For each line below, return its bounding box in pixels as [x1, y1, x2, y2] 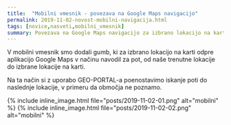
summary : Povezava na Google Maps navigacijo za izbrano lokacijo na [7, 29, 211, 36]
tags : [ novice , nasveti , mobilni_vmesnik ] [7, 23, 125, 30]
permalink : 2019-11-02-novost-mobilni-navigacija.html [7, 16, 168, 23]
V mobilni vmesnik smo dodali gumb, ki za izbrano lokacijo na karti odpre [7, 48, 214, 56]
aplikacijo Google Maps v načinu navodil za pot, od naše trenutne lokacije [7, 56, 215, 64]
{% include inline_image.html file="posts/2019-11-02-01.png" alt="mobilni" [7, 97, 219, 105]
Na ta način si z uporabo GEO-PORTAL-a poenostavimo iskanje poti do [7, 76, 208, 84]
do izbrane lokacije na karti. [7, 62, 86, 71]
